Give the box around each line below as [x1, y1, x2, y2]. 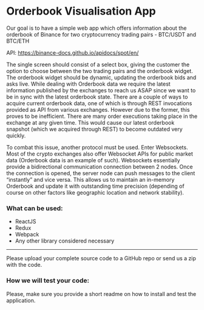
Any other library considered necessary [15, 237, 115, 244]
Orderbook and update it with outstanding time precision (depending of [6, 182, 185, 190]
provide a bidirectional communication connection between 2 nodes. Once [6, 163, 193, 170]
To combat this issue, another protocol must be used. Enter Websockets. [6, 143, 188, 151]
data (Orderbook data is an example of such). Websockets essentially [6, 156, 180, 164]
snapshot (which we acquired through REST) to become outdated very [6, 125, 183, 133]
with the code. [6, 261, 42, 269]
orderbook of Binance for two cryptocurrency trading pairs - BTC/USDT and [6, 30, 196, 38]
